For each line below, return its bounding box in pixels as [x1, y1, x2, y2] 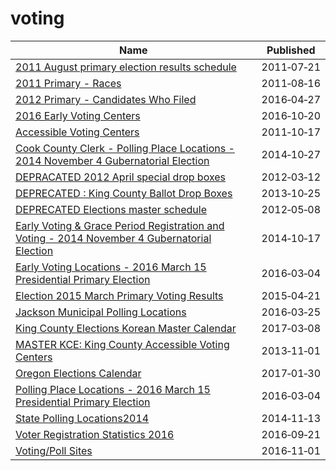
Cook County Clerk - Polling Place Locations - [15, 141, 235, 155]
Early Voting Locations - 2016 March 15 [15, 260, 207, 274]
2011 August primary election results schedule [15, 60, 237, 74]
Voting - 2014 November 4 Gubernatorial [15, 231, 212, 245]
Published [266, 43, 316, 57]
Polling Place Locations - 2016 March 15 [15, 382, 211, 396]
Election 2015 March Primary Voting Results [15, 288, 224, 302]
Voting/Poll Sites [15, 443, 93, 457]
